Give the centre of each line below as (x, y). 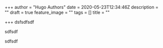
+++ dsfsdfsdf (19, 22)
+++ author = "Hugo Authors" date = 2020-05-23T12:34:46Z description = (81, 7)
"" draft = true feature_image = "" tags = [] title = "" (57, 12)
